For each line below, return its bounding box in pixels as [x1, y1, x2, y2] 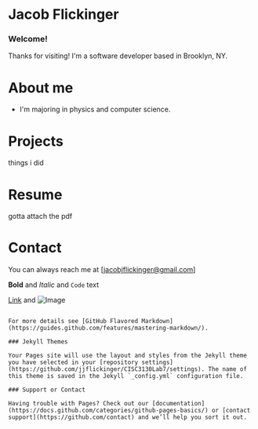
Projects [8, 132, 64, 150]
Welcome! [8, 34, 49, 45]
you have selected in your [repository [8, 358, 139, 366]
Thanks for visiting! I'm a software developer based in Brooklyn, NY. [8, 51, 228, 60]
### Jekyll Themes [8, 338, 68, 346]
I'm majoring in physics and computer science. [19, 104, 171, 115]
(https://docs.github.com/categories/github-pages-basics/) [8, 406, 209, 415]
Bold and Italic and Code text [8, 280, 100, 289]
